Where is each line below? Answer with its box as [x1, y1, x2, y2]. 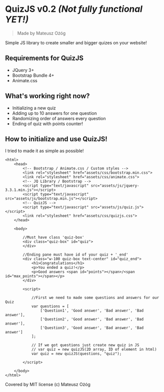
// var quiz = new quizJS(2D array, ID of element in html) [31, 347, 157, 352]
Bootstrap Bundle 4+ [12, 72, 55, 78]
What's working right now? [5, 92, 90, 100]
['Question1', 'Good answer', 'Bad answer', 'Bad [40, 308, 144, 313]
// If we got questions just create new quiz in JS [31, 343, 139, 348]
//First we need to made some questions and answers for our [31, 295, 160, 300]
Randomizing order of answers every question [12, 115, 106, 121]
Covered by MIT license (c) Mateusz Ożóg [5, 382, 91, 388]
